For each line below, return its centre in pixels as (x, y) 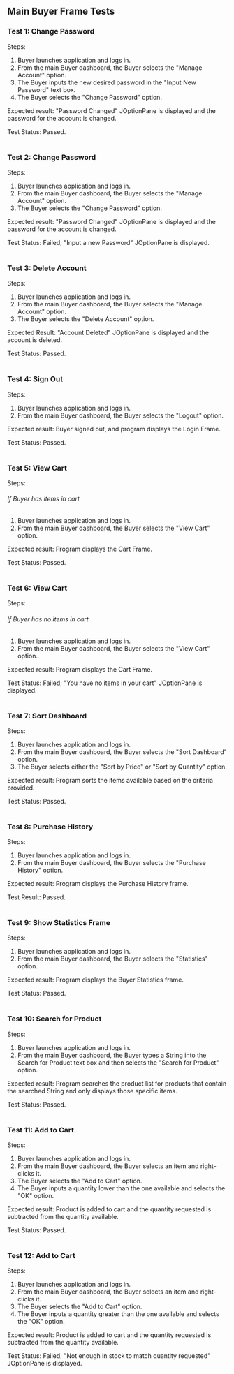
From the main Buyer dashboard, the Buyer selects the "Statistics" (112, 959)
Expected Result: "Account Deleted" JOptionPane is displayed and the (108, 333)
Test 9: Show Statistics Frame (59, 923)
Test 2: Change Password (52, 157)
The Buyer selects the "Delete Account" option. (86, 319)
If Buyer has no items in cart (48, 619)
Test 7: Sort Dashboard (47, 716)
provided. (21, 788)
